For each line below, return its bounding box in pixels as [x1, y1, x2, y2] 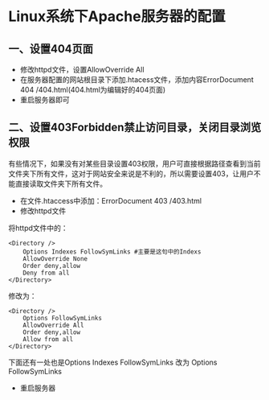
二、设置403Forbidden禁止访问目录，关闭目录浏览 [8, 121, 262, 134]
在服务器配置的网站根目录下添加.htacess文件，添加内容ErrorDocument [19, 75, 255, 85]
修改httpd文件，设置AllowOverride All [19, 65, 145, 74]
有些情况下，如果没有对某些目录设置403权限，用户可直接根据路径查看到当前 [8, 159, 261, 168]
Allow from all [22, 335, 74, 343]
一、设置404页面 [8, 42, 94, 56]
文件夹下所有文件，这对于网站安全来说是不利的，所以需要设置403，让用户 [8, 168, 255, 178]
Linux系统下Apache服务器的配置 [8, 7, 226, 26]
